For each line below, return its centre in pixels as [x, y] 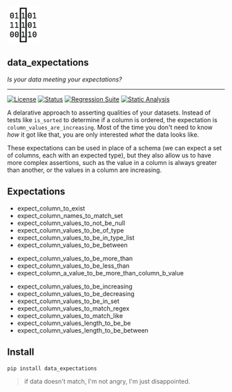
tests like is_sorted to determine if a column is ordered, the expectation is [112, 119]
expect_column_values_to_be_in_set [68, 301]
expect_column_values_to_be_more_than [75, 258]
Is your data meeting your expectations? [65, 79]
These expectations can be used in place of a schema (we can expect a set [115, 148]
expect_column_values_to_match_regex [73, 308]
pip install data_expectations [52, 369]
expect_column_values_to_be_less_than [73, 266]
